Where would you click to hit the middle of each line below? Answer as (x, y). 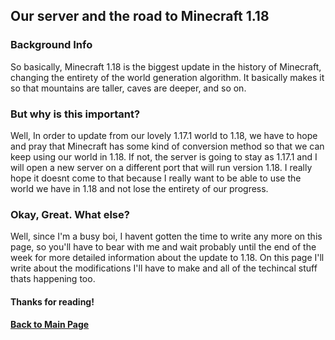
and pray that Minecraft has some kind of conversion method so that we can (167, 146)
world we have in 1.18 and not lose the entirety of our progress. (139, 188)
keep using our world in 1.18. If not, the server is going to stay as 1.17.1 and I (164, 156)
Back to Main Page (50, 325)
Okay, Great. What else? (70, 214)
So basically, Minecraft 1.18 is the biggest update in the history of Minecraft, (166, 66)
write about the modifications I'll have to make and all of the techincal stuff (164, 268)
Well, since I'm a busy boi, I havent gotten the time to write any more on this (166, 236)
